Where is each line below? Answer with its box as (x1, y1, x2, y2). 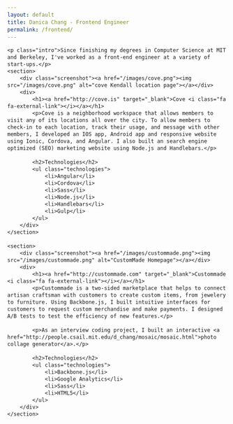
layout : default (7, 11, 54, 18)
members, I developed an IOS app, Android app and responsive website (7, 131, 217, 138)
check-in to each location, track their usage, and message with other (7, 124, 220, 131)
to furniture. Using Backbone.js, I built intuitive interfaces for (7, 299, 211, 306)
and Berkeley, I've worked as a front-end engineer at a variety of (7, 54, 211, 61)
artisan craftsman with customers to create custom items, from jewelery (7, 292, 227, 299)
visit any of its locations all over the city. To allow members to (7, 117, 211, 124)
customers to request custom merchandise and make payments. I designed (7, 306, 223, 313)
